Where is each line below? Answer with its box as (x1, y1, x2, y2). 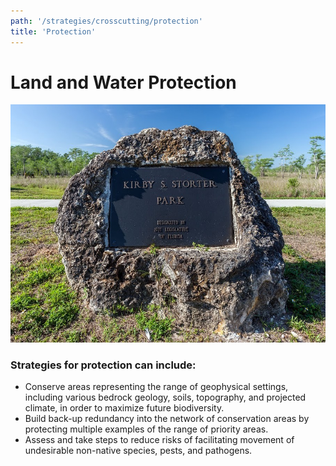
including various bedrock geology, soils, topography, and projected (24, 391, 307, 404)
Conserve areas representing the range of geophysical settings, (24, 381, 289, 393)
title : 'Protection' (10, 26, 97, 37)
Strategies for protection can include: (10, 358, 197, 372)
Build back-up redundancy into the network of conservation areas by (24, 413, 310, 425)
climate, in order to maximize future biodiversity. (24, 402, 225, 414)
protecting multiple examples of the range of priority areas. (24, 423, 269, 435)
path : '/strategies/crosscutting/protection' (10, 16, 203, 26)
